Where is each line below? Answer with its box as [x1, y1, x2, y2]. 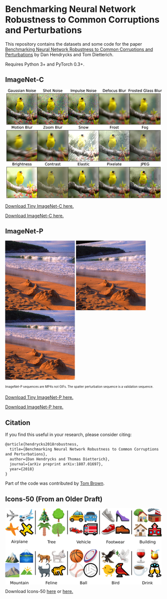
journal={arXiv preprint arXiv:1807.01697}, [9, 462, 103, 467]
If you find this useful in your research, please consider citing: [5, 432, 132, 438]
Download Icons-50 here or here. [5, 589, 74, 595]
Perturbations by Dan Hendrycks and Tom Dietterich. [5, 51, 114, 58]
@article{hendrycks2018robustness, [5, 442, 79, 447]
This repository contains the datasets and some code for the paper [5, 41, 143, 47]
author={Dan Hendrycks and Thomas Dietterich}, [9, 457, 110, 462]
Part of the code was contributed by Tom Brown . [5, 480, 105, 486]
